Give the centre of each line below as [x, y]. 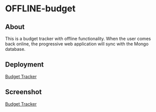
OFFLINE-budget [40, 9]
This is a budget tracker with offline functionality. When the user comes [78, 38]
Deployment [25, 65]
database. [15, 49]
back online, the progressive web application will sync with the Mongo [77, 44]
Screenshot [24, 92]
